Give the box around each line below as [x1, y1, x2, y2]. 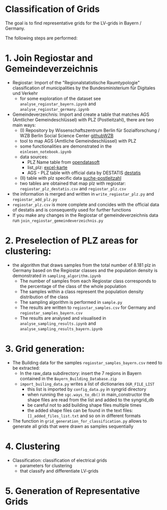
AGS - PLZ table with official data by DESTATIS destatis [27, 170, 141, 176]
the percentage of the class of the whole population [19, 283, 127, 289]
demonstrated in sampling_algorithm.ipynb [12, 272, 101, 278]
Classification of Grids [5, 3, 100, 15]
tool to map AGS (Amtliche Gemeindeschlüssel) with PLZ [19, 138, 137, 144]
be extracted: [12, 365, 40, 371]
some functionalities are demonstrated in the [19, 143, 112, 149]
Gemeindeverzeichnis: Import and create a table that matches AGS [12, 111, 150, 117]
